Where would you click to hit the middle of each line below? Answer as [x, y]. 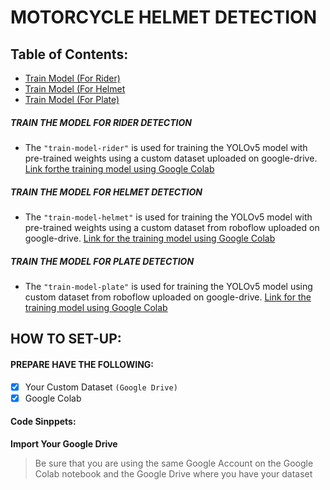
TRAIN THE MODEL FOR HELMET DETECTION [106, 192]
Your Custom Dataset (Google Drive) [101, 387]
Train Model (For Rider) [72, 78]
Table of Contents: [69, 54]
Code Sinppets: [43, 422]
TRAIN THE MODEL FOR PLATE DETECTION [102, 261]
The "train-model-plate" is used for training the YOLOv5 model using [168, 286]
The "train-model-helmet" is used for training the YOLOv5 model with [168, 217]
